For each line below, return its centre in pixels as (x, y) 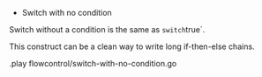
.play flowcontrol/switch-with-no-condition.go (93, 63)
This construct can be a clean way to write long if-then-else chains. (132, 46)
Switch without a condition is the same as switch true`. (107, 29)
